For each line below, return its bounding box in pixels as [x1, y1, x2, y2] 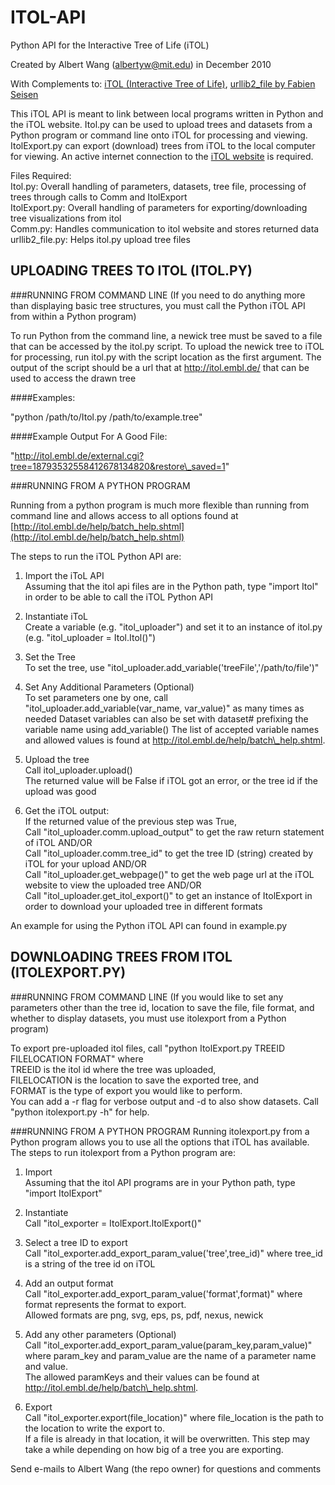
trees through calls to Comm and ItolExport [10, 191, 188, 203]
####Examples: [10, 391, 76, 403]
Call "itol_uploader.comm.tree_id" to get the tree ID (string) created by [24, 847, 314, 859]
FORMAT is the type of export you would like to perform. [10, 1084, 243, 1096]
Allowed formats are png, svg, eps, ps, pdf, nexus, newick [24, 1309, 264, 1321]
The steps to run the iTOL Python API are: [10, 550, 182, 562]
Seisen [10, 88, 39, 100]
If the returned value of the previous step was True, [24, 815, 237, 827]
